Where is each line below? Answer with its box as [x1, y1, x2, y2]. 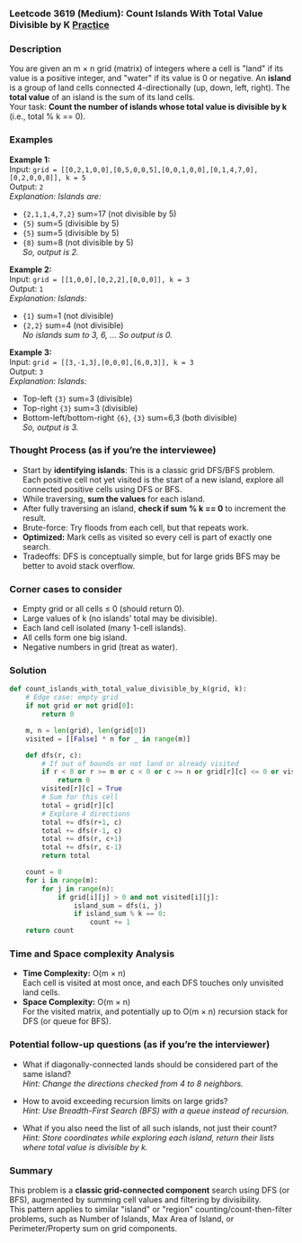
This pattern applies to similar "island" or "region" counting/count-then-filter [9, 1203, 292, 1214]
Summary [9, 1164, 54, 1176]
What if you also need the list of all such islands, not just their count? [22, 1122, 277, 1133]
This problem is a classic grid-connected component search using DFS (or [9, 1184, 290, 1195]
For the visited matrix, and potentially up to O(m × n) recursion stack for [22, 1006, 289, 1017]
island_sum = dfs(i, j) [73, 900, 164, 910]
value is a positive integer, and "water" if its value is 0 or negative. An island [9, 73, 292, 84]
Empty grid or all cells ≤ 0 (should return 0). [22, 603, 185, 615]
